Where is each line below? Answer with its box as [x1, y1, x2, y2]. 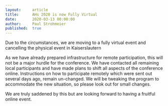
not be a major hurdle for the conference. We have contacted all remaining [5, 60, 159, 66]
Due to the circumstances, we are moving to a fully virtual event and [5, 39, 146, 45]
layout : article [5, 7, 49, 12]
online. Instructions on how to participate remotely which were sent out [5, 70, 152, 76]
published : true [5, 26, 42, 31]
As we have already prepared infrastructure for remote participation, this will [5, 54, 163, 60]
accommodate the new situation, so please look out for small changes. [5, 81, 151, 87]
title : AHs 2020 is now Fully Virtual [5, 12, 98, 17]
